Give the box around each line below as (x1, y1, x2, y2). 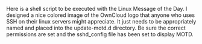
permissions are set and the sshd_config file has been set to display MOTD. (6, 31, 194, 38)
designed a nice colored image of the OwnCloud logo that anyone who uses (6, 11, 195, 19)
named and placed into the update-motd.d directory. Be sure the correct (6, 24, 186, 31)
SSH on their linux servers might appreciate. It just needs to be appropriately (6, 18, 197, 25)
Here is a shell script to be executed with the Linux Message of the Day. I (6, 5, 188, 12)
